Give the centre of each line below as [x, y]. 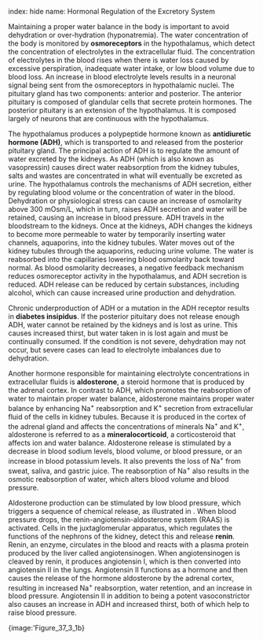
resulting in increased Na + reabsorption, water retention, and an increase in [130, 587]
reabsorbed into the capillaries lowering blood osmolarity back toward [122, 259]
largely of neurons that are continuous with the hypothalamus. [109, 118]
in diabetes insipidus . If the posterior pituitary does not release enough [124, 316]
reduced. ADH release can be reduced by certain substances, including [124, 284]
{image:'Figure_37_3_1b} [46, 628]
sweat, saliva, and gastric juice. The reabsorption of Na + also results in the [129, 470]
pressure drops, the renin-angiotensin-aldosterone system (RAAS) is [119, 520]
